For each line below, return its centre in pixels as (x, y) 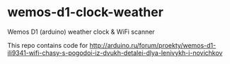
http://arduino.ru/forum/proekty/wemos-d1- (153, 45)
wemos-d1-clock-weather (86, 12)
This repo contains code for (48, 45)
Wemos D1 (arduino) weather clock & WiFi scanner (81, 32)
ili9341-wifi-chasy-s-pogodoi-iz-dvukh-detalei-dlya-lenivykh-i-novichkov (115, 53)
